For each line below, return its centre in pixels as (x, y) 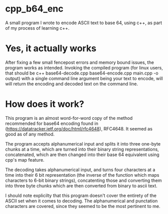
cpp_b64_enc (34, 9)
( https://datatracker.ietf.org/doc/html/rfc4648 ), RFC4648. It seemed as (79, 128)
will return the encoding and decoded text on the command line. (72, 84)
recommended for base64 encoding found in (52, 123)
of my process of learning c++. (37, 28)
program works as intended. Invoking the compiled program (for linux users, (84, 67)
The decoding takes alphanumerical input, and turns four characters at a (80, 170)
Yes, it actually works (51, 49)
